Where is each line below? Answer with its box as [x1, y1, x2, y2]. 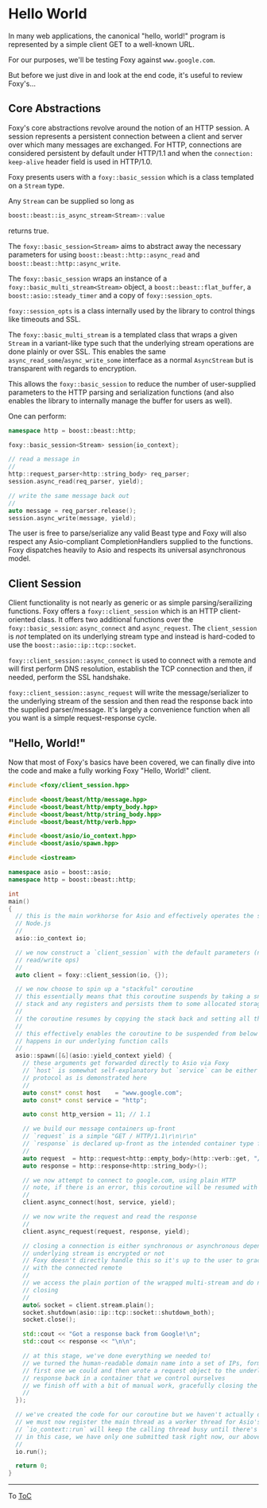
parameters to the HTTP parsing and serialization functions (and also [8, 387, 234, 397]
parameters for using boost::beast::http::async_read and [8, 250, 200, 259]
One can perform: [8, 411, 67, 421]
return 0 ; [15, 1462, 48, 1470]
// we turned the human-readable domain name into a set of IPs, [22, 1359, 244, 1367]
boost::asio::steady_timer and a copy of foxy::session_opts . [8, 290, 213, 300]
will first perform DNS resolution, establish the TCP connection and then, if [8, 664, 253, 674]
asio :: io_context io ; [15, 935, 87, 942]
